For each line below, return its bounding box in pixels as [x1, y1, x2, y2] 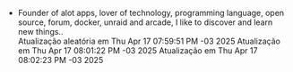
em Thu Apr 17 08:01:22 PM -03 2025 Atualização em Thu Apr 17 [17, 45, 258, 56]
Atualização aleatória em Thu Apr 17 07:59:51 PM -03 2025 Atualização [17, 36, 280, 46]
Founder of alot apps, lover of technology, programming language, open [17, 8, 285, 18]
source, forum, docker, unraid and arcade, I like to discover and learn [17, 17, 273, 28]
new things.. [17, 27, 64, 36]
